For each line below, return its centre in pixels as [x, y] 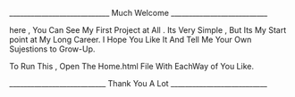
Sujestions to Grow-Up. [52, 49]
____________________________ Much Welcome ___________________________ [139, 13]
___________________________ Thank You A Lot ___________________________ [139, 83]
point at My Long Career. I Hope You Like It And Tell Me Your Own [131, 40]
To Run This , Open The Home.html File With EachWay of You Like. [132, 66]
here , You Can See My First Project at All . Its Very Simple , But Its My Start [148, 30]
